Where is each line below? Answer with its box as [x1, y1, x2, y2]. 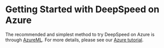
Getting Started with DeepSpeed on [5, 4, 160, 15]
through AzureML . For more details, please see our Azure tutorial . [5, 37, 144, 43]
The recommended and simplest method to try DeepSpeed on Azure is [5, 31, 155, 37]
